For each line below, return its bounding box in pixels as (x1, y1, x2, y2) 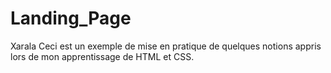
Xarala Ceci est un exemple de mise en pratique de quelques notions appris (10, 40, 322, 52)
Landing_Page (10, 7, 132, 30)
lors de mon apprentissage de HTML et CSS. (10, 50, 195, 62)
